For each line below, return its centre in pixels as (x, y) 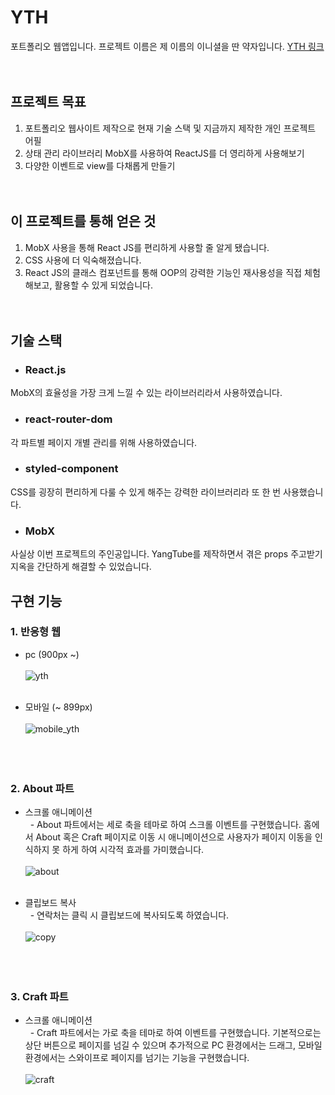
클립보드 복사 (50, 903)
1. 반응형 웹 (35, 632)
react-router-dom (68, 419)
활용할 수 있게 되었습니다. (103, 285)
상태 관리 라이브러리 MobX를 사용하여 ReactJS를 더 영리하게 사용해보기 (164, 153)
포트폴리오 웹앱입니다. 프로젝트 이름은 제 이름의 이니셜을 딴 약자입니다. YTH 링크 (167, 46)
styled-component (71, 469)
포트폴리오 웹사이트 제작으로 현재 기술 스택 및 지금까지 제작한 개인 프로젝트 (170, 128)
